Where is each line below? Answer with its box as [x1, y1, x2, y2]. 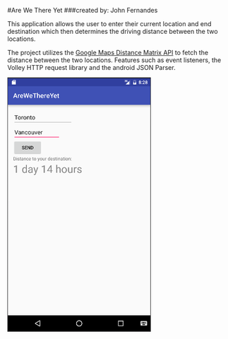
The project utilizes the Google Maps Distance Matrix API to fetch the [7, 49, 209, 56]
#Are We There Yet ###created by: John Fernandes [7, 6, 158, 14]
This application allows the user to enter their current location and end [7, 20, 212, 28]
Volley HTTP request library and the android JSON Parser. [7, 64, 176, 71]
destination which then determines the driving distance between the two [7, 28, 218, 35]
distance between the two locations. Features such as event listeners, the [7, 56, 222, 64]
